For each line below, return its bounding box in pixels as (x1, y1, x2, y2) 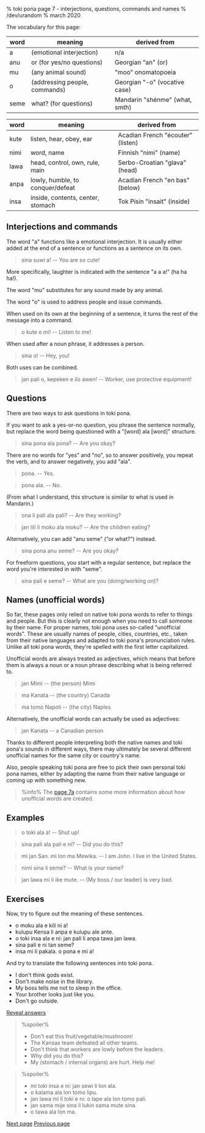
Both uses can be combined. (6, 363, 79, 371)
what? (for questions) (31, 99, 93, 107)
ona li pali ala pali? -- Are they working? (21, 512, 121, 519)
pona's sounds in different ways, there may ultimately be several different (6, 745, 191, 752)
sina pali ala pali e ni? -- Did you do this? (21, 841, 123, 848)
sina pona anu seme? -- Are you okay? (21, 547, 119, 554)
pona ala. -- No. (21, 481, 62, 488)
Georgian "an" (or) (115, 58, 168, 66)
